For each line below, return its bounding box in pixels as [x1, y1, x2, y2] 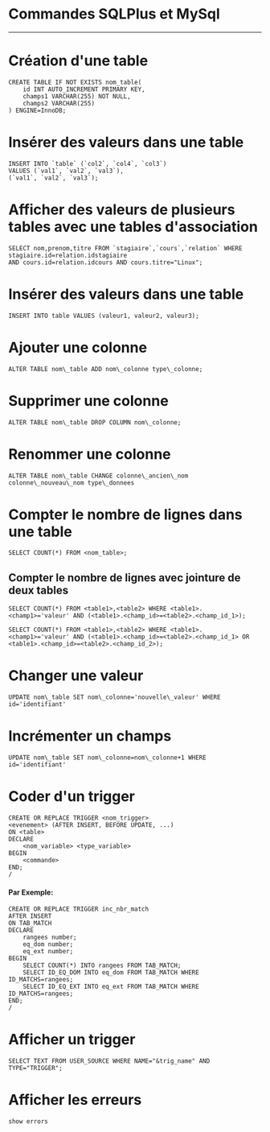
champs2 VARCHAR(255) [22, 99, 95, 107]
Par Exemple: [8, 887, 54, 897]
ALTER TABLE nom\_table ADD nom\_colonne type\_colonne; [8, 365, 203, 373]
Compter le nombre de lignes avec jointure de [8, 571, 241, 585]
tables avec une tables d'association [8, 218, 259, 236]
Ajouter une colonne [8, 338, 147, 357]
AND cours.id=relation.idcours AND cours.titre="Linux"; [8, 258, 203, 266]
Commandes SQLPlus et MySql [8, 5, 221, 23]
